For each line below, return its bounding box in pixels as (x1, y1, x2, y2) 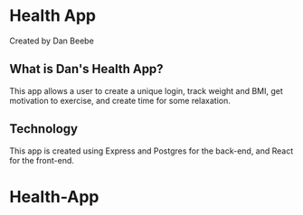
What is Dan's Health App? (9, 61, 165, 77)
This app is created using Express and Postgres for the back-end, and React (9, 145, 294, 156)
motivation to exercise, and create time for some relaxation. (9, 95, 231, 106)
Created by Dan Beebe (9, 35, 95, 46)
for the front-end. (9, 154, 75, 165)
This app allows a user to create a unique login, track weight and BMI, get (9, 85, 283, 96)
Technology (9, 121, 79, 136)
